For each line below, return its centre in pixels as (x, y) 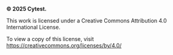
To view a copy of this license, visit (50, 39)
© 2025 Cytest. (26, 9)
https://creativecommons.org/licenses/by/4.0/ (64, 46)
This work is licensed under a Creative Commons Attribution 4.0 (87, 20)
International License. (34, 27)
